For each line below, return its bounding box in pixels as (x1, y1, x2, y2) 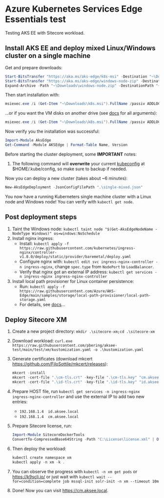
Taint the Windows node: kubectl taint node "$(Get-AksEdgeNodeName (12, 226, 153, 232)
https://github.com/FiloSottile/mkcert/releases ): (12, 361, 108, 367)
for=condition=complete (12, 479, 61, 484)
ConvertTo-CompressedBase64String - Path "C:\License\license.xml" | (12, 437, 155, 442)
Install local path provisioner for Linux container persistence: (12, 278, 134, 284)
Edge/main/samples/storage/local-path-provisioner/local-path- (19, 293, 151, 298)
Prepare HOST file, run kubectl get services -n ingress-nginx (12, 389, 140, 394)
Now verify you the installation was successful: (5, 128, 100, 135)
